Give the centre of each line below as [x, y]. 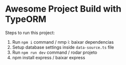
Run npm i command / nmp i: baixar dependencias [63, 42]
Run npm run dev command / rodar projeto [54, 52]
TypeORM [26, 19]
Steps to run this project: [30, 32]
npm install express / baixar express [49, 57]
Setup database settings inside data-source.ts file [63, 47]
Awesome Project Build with [63, 9]
